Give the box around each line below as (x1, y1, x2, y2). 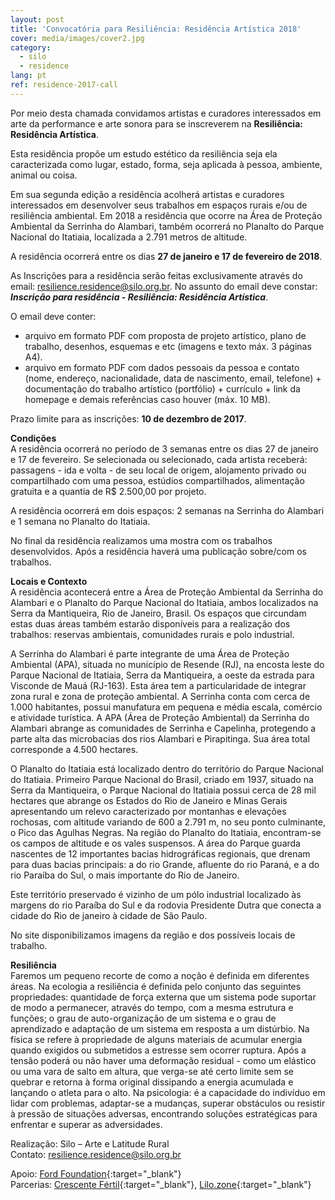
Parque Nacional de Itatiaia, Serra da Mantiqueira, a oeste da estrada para (10, 669, 315, 681)
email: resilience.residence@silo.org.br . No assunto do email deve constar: (10, 280, 318, 292)
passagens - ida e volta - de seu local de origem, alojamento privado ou (10, 464, 307, 476)
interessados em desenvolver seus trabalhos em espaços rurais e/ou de (10, 199, 308, 211)
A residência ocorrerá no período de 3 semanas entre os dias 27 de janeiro (10, 442, 319, 455)
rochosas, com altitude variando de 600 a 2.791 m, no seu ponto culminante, (10, 816, 326, 828)
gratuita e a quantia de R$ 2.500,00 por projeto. (10, 485, 207, 497)
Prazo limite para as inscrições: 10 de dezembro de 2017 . (10, 412, 247, 425)
